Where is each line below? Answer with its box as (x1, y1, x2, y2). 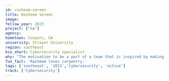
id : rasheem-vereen (5, 7, 47, 13)
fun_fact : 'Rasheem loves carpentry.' (5, 59, 87, 64)
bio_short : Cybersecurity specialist (5, 49, 85, 54)
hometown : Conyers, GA (5, 36, 53, 41)
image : (5, 17, 19, 22)
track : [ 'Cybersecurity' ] (5, 68, 60, 73)
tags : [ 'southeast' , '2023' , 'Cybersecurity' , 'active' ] (5, 63, 125, 68)
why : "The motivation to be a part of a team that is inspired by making (5, 54, 164, 59)
